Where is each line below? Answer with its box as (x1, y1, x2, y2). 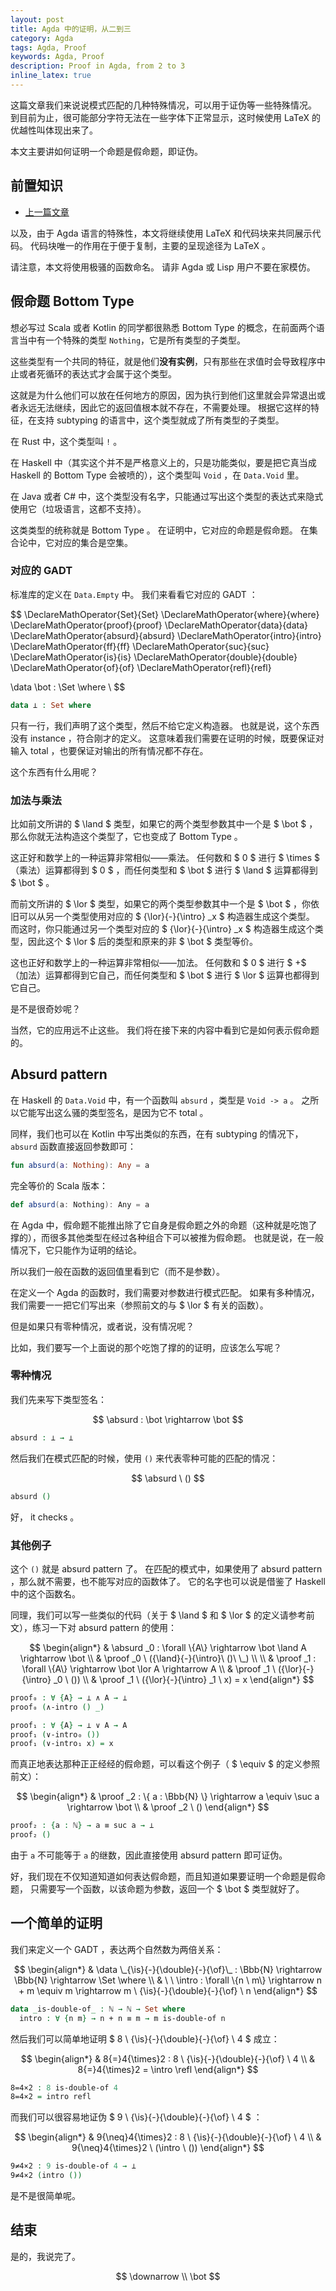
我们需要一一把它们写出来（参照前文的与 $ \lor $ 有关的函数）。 (10, 1299, 269, 1311)
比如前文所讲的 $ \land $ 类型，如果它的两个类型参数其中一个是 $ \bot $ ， (10, 817, 318, 830)
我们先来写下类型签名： (10, 1393, 107, 1405)
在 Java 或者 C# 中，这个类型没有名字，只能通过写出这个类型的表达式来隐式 (10, 490, 324, 502)
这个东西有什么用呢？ (10, 766, 98, 778)
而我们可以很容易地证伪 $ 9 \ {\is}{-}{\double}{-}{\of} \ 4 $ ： (10, 2111, 263, 2123)
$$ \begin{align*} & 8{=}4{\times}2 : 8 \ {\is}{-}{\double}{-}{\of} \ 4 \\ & (20, 2052, 316, 2065)
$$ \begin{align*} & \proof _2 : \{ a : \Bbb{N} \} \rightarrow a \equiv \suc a (16, 1791, 320, 1803)
